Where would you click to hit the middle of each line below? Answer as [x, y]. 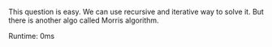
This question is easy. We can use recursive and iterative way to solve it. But [136, 12]
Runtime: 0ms [32, 36]
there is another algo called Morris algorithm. [84, 20]
